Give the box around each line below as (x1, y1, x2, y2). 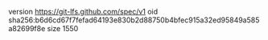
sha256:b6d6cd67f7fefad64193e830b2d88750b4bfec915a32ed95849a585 (8, 15, 260, 25)
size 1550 (47, 24, 79, 33)
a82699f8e (8, 24, 46, 33)
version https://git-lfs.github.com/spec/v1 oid (8, 7, 159, 16)
